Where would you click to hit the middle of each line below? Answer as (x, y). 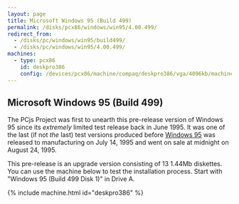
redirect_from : (30, 34)
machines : (22, 54)
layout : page (27, 14)
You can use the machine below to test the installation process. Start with (115, 171)
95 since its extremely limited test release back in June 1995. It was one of (116, 127)
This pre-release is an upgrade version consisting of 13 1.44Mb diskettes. (115, 164)
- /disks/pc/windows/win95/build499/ (70, 41)
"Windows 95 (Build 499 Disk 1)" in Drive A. (71, 179)
